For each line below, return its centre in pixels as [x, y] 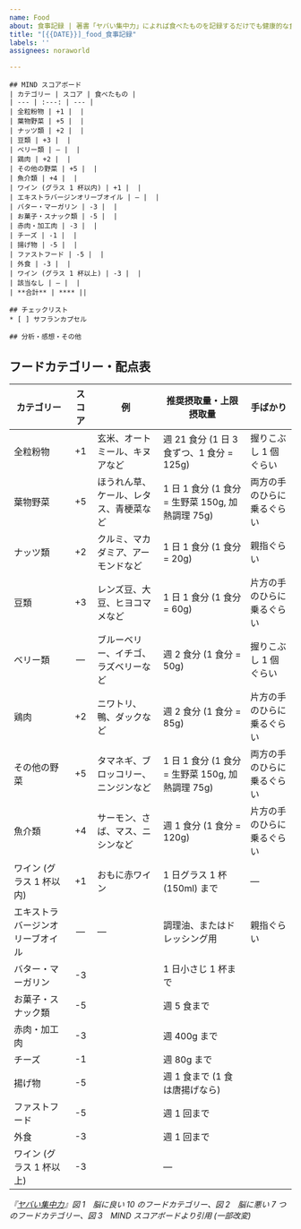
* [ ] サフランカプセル [48, 320]
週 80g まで [187, 1060]
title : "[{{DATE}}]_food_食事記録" [73, 34]
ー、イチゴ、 [124, 653]
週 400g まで [190, 1036]
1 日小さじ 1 [189, 968]
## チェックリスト [39, 310]
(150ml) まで [190, 888]
